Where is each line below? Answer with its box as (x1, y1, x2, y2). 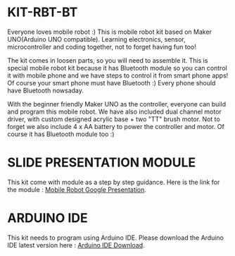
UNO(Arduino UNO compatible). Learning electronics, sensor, (7, 35, 186, 43)
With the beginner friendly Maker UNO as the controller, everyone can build (7, 99, 227, 108)
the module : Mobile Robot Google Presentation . (7, 185, 146, 194)
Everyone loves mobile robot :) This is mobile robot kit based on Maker (7, 28, 212, 36)
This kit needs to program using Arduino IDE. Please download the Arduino (7, 233, 224, 242)
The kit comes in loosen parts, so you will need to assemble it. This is (7, 56, 208, 64)
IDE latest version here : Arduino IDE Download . (7, 240, 146, 249)
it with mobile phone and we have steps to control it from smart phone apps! (7, 71, 229, 80)
